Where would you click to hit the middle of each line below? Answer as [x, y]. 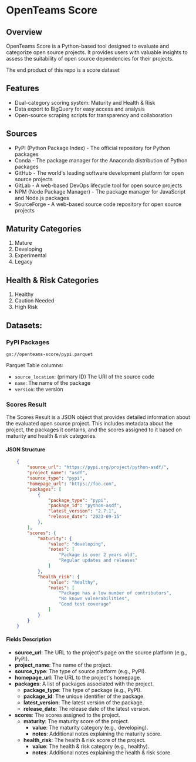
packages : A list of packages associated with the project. [84, 684]
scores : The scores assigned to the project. [67, 715]
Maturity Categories [44, 229]
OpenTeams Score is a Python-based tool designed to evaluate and [87, 46]
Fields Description [29, 640]
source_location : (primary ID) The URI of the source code [84, 377]
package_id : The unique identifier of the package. [84, 696]
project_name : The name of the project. [63, 665]
